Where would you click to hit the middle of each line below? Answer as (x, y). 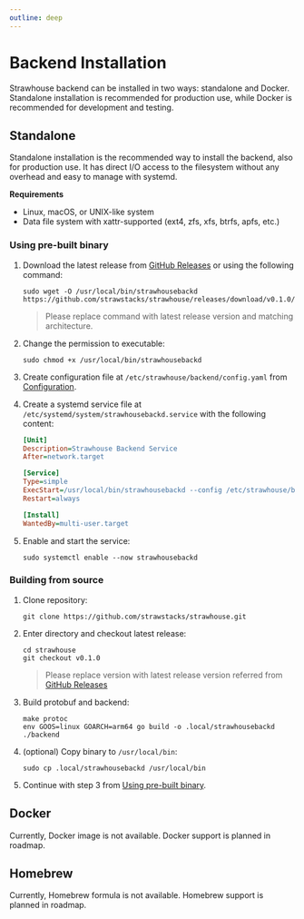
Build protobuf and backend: (76, 702)
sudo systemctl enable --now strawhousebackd (110, 558)
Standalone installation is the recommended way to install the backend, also (151, 158)
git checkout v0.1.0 (61, 658)
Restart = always (51, 499)
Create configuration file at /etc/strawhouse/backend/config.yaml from (155, 377)
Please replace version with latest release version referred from (164, 675)
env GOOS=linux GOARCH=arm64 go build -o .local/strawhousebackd (148, 726)
